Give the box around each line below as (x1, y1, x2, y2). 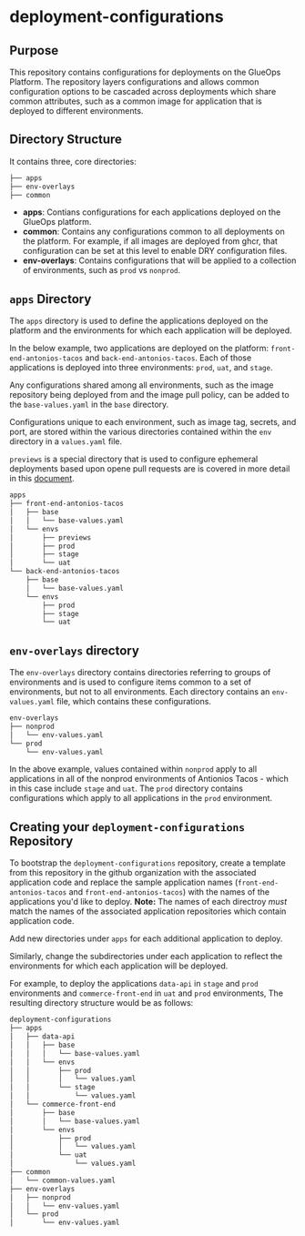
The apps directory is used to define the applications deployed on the (9, 316, 269, 327)
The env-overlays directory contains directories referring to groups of (9, 667, 271, 678)
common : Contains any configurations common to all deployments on (22, 226, 285, 238)
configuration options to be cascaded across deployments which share (9, 86, 277, 96)
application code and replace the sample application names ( (9, 876, 239, 888)
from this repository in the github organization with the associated (9, 867, 257, 878)
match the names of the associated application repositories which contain (9, 906, 287, 917)
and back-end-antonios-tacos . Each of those (85, 352, 252, 363)
